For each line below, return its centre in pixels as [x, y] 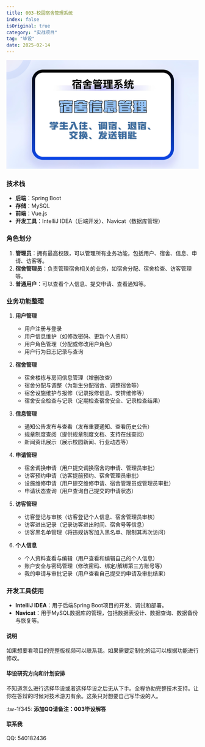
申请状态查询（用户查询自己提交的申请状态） [81, 490]
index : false [23, 19]
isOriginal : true [28, 26]
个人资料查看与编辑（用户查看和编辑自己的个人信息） [91, 558]
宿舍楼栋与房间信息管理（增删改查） [70, 377]
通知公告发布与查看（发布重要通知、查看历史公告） [88, 426]
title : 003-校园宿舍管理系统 [40, 13]
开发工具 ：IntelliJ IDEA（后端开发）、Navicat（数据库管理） [89, 221]
